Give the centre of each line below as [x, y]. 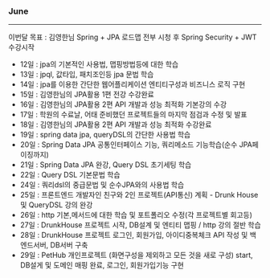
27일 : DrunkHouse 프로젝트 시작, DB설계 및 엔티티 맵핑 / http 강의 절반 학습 [140, 225]
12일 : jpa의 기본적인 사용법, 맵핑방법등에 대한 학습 [99, 64]
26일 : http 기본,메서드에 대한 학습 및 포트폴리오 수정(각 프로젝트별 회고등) [136, 215]
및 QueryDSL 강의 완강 [56, 205]
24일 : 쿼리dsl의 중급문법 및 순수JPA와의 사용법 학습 [102, 185]
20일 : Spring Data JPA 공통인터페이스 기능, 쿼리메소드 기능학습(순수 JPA [136, 145]
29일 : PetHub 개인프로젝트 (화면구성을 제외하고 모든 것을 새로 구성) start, [136, 256]
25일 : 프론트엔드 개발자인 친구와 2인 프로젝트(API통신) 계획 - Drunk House [139, 195]
